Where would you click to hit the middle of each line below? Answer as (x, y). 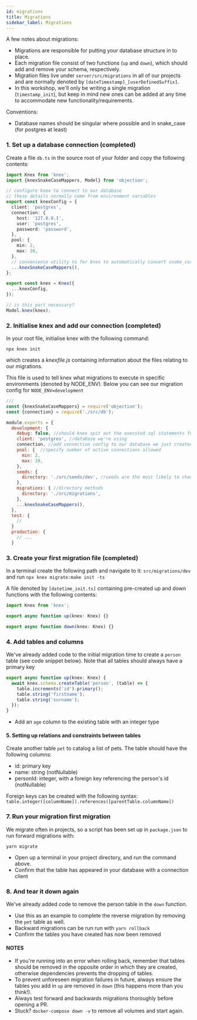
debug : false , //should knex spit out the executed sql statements (101, 434)
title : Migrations (28, 17)
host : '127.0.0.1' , (40, 218)
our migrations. (24, 366)
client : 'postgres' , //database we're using (72, 439)
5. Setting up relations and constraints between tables (74, 735)
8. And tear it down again (43, 891)
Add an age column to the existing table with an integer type (87, 722)
